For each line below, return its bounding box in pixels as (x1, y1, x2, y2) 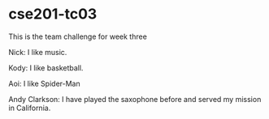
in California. (8, 103, 51, 113)
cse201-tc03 (8, 5, 98, 23)
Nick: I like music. (8, 47, 67, 57)
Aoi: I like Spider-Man (8, 79, 80, 88)
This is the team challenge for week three (8, 32, 148, 41)
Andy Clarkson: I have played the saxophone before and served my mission (8, 94, 262, 104)
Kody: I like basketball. (8, 62, 84, 73)
